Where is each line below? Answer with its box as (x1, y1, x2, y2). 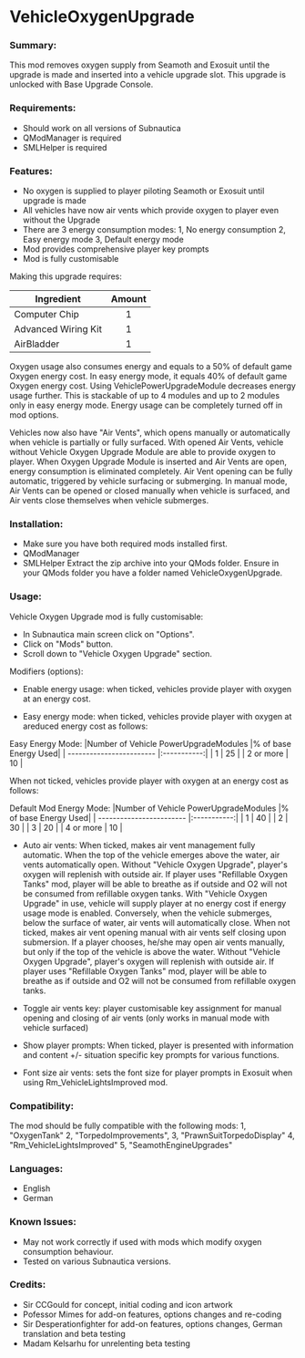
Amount (110, 293, 147, 306)
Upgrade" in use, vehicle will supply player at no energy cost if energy (22, 897, 287, 908)
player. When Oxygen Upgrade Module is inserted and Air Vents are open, (9, 456, 287, 467)
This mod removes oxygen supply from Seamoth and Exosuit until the (9, 59, 270, 70)
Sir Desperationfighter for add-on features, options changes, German (22, 1318, 283, 1329)
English (22, 1183, 51, 1194)
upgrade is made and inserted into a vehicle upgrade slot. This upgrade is (9, 69, 287, 80)
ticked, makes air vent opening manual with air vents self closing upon (22, 927, 287, 938)
